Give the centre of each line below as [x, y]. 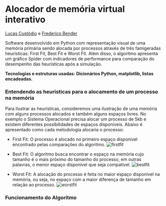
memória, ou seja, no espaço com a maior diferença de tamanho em [82, 180]
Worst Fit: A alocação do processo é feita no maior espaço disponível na [86, 174]
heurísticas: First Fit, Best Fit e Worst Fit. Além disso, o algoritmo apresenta [82, 53]
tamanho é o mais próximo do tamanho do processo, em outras [77, 159]
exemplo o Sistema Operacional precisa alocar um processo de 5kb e [76, 119]
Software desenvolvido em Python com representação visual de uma [75, 43]
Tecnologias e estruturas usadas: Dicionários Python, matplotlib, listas [80, 73]
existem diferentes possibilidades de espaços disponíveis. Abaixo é [74, 124]
